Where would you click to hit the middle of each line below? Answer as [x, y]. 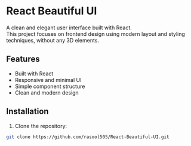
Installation [27, 112]
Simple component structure [50, 86]
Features [23, 59]
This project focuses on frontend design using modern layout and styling [95, 34]
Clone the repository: [41, 126]
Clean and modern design [47, 92]
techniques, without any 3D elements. [53, 40]
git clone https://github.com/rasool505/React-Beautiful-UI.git [88, 137]
